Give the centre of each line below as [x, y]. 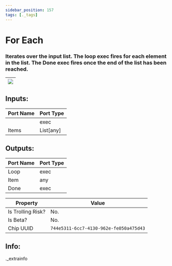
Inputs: [17, 99]
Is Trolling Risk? [27, 212]
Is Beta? [17, 220]
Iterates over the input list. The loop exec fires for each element [86, 56]
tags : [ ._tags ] [22, 15]
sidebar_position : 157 [30, 10]
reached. [17, 69]
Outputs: [20, 148]
